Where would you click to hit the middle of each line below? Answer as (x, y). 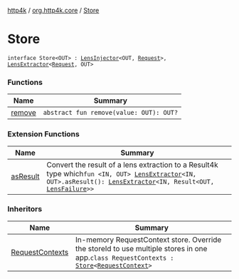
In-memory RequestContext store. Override (149, 240)
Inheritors (25, 209)
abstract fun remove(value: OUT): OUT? (111, 113)
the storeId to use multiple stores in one (142, 248)
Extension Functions (43, 134)
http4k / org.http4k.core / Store (53, 10)
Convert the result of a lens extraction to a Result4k (132, 165)
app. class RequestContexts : (125, 258)
